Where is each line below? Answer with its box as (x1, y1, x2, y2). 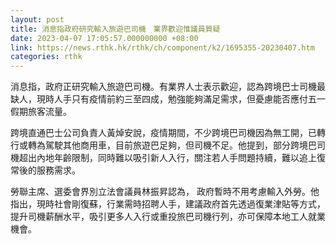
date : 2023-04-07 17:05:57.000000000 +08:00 (10, 33, 199, 43)
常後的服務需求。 (10, 164, 81, 176)
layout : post (10, 14, 65, 25)
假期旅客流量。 (10, 106, 72, 118)
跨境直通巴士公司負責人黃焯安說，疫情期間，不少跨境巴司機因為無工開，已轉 (10, 127, 326, 139)
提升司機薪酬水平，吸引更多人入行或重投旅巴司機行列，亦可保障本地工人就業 (10, 211, 326, 223)
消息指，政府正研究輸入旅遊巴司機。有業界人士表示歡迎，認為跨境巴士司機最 (10, 81, 326, 93)
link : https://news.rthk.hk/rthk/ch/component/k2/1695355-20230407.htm (10, 42, 315, 53)
